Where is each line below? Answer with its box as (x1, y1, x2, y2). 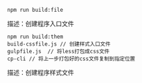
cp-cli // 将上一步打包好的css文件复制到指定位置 (7, 55, 136, 62)
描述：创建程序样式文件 (7, 68, 74, 76)
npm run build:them (7, 33, 64, 40)
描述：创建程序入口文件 (7, 19, 74, 28)
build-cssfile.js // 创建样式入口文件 (7, 41, 111, 48)
